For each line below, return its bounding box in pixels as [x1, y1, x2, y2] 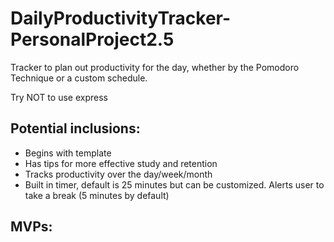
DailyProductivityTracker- [10, 7, 232, 30]
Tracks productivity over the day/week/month [24, 168, 213, 180]
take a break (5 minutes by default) [24, 189, 170, 201]
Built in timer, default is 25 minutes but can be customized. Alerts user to [24, 178, 325, 191]
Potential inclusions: [10, 120, 141, 137]
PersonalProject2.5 [10, 28, 175, 51]
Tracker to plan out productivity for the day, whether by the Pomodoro [10, 61, 300, 73]
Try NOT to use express [10, 91, 108, 103]
